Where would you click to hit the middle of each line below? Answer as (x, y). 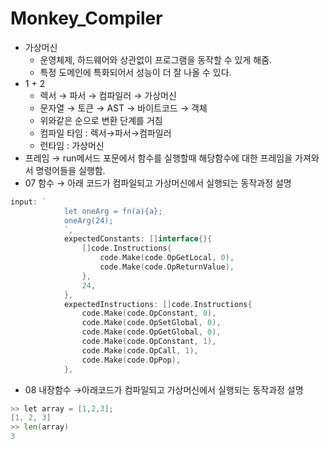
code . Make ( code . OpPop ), (131, 360)
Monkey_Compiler (86, 18)
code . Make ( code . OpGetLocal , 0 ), (167, 258)
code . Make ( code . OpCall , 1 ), (140, 350)
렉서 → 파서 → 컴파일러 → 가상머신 (108, 95)
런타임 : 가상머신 (72, 145)
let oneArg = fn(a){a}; (113, 211)
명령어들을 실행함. (70, 170)
